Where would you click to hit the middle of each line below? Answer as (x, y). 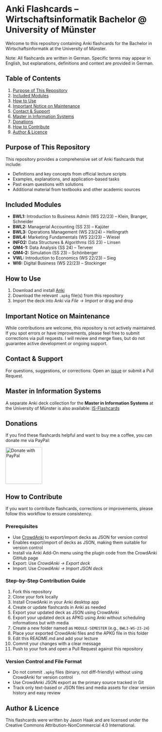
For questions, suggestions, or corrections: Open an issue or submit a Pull (80, 371)
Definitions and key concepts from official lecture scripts (69, 174)
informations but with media (41, 622)
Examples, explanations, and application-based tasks (66, 179)
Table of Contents (33, 78)
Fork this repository (32, 591)
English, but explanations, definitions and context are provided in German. (80, 63)
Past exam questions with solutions (48, 184)
